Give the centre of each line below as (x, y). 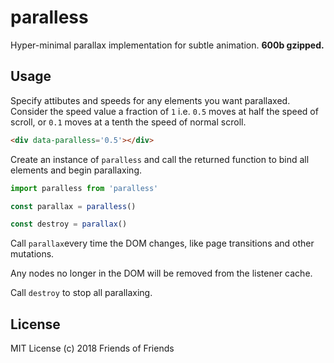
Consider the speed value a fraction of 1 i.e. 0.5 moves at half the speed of (164, 111)
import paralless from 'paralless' (84, 188)
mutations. (32, 254)
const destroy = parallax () (69, 224)
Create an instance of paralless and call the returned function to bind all (160, 159)
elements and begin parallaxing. (76, 170)
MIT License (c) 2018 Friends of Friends (92, 348)
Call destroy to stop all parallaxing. (81, 293)
